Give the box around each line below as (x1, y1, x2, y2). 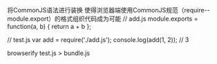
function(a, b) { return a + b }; (7, 23, 92, 30)
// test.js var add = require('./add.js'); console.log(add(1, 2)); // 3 (7, 36, 189, 43)
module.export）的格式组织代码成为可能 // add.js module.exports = (7, 14, 198, 23)
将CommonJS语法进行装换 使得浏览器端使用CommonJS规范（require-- (7, 6, 211, 14)
